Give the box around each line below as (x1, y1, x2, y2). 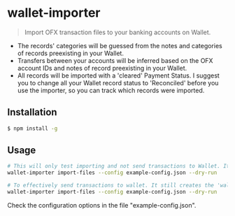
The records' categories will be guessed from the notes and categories (17, 41, 222, 50)
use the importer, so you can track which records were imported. (17, 86, 205, 94)
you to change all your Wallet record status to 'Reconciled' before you (17, 78, 219, 87)
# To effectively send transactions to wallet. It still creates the (7, 182, 215, 189)
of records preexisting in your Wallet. (17, 49, 124, 57)
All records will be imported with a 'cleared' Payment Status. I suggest (17, 71, 220, 80)
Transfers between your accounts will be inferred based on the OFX (17, 56, 213, 64)
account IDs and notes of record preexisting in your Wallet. (17, 64, 187, 72)
